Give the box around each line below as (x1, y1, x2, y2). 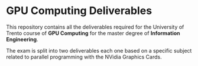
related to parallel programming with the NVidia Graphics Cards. (6, 53, 162, 60)
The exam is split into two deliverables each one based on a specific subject (6, 47, 192, 54)
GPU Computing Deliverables (6, 4, 152, 18)
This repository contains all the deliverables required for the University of (6, 23, 184, 30)
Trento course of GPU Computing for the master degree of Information (6, 29, 180, 36)
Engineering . (6, 36, 38, 43)
